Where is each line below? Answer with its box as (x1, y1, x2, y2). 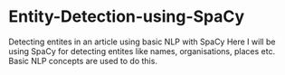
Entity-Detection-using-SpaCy (8, 6, 245, 27)
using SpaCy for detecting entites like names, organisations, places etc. (8, 45, 276, 56)
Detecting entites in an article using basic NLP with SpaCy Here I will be (8, 36, 276, 47)
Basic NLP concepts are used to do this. (8, 55, 157, 66)
